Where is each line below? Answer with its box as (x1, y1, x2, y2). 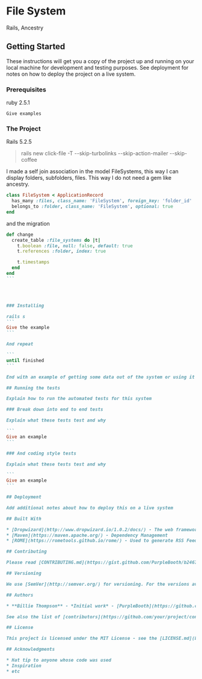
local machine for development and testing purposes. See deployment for (6, 64, 189, 71)
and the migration (6, 220, 50, 227)
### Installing (6, 303, 44, 309)
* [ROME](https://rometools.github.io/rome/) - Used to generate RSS (6, 538, 185, 544)
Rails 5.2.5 (6, 138, 32, 146)
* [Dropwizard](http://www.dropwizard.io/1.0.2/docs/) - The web (6, 526, 173, 533)
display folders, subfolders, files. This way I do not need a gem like (6, 174, 172, 182)
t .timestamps (17, 259, 50, 265)
